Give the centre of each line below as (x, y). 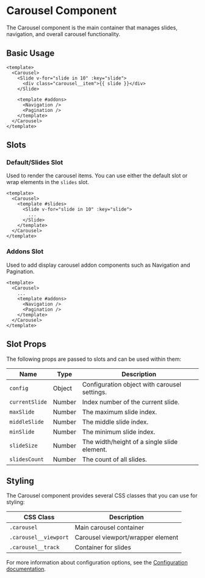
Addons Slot (25, 251)
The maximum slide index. (120, 412)
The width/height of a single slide (130, 442)
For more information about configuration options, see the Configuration (97, 563)
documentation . (26, 569)
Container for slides (103, 547)
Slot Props (27, 344)
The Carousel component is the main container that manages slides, (92, 28)
